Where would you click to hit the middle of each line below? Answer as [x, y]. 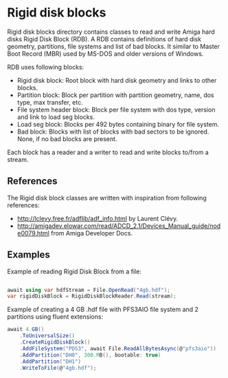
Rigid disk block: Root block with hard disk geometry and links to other [117, 80]
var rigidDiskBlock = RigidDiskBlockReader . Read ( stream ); [92, 296]
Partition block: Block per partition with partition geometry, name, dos [115, 95]
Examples [28, 255]
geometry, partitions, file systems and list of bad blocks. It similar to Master [114, 46]
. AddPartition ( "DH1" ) [50, 361]
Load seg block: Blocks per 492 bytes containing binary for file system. [118, 124]
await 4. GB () [26, 329]
